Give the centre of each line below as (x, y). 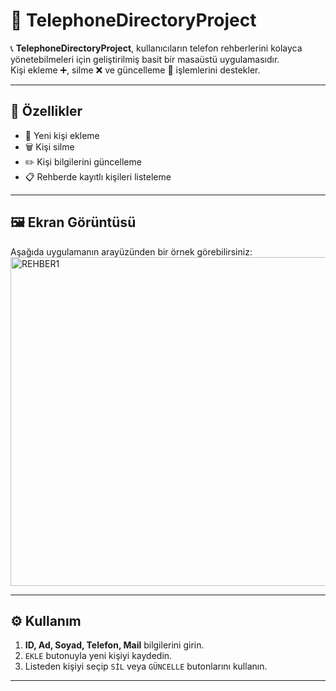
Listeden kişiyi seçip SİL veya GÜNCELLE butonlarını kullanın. (146, 666)
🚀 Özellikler (46, 111)
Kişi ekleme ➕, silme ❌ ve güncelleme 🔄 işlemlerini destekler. (135, 70)
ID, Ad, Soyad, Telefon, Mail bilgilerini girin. (114, 645)
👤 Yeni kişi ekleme (62, 135)
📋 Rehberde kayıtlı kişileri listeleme (98, 176)
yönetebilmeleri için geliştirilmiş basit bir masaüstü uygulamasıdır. (145, 59)
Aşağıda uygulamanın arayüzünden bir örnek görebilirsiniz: (131, 251)
